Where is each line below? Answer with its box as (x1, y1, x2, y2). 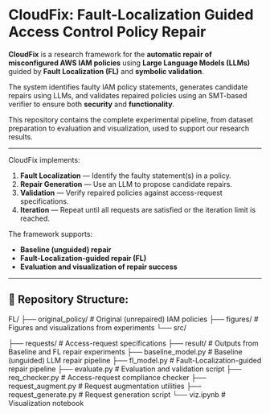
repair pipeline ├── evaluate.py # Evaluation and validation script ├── (8, 364, 242, 374)
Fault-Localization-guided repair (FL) (19, 253, 147, 263)
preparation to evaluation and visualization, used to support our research (8, 123, 250, 133)
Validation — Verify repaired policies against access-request (19, 188, 223, 197)
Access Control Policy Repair (8, 23, 207, 41)
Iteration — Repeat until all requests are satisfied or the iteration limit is (19, 205, 256, 214)
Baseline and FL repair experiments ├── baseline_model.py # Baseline (8, 346, 243, 356)
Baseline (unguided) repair (19, 244, 112, 255)
